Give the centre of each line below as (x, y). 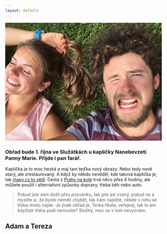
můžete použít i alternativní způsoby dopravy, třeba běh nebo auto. (74, 185)
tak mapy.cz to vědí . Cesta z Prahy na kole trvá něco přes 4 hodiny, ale (78, 180)
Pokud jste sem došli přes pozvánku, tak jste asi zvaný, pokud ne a (86, 195)
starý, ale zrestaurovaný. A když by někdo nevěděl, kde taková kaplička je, (81, 174)
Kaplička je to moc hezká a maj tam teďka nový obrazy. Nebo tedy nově (79, 169)
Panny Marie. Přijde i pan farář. (43, 158)
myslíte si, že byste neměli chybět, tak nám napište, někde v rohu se (87, 200)
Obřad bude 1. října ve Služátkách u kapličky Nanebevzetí (76, 152)
